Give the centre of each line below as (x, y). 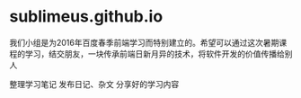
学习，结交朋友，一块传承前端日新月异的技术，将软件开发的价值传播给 (155, 53)
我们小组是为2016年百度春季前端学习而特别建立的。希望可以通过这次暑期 (144, 42)
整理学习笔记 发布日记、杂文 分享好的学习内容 (94, 84)
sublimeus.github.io (86, 17)
